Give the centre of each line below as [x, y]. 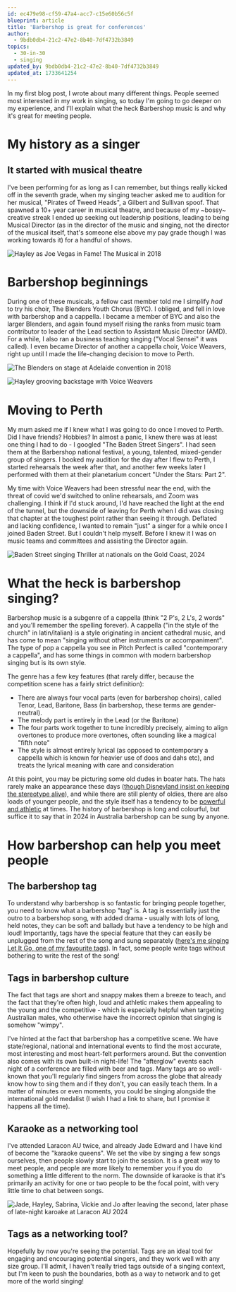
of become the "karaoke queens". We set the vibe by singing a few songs [114, 1153]
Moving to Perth [55, 410]
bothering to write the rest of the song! [63, 956]
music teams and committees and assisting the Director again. [98, 541]
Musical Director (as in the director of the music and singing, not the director [118, 225]
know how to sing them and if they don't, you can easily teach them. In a [113, 1084]
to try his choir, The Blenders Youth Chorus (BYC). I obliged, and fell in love [116, 309]
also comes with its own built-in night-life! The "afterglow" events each [110, 1062]
